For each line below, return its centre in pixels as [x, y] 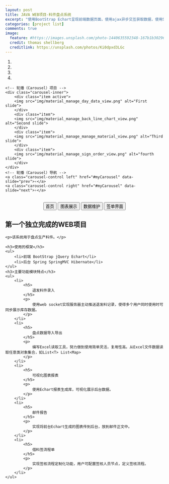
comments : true [21, 29]
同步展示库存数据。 [22, 310]
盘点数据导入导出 [47, 333]
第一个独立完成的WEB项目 [46, 225]
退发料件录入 [44, 291]
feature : [19, 38]
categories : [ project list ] [35, 24]
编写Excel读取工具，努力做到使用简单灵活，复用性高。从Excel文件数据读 [98, 347]
